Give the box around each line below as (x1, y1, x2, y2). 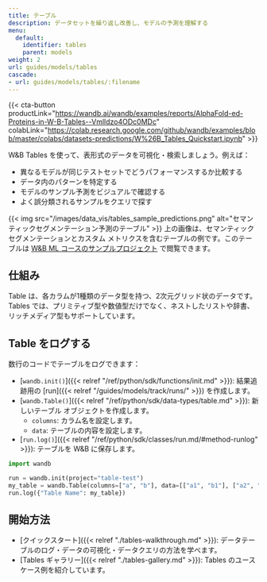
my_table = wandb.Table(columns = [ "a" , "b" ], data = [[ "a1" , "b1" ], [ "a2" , (8, 481, 254, 489)
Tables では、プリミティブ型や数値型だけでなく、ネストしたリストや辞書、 (8, 301, 254, 310)
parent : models (22, 48, 73, 56)
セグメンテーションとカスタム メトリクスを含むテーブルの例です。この (8, 233, 238, 243)
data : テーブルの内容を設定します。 (31, 426, 147, 435)
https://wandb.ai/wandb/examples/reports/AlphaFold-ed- (55, 108, 244, 118)
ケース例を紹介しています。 (19, 565, 110, 575)
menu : (8, 26, 26, 34)
